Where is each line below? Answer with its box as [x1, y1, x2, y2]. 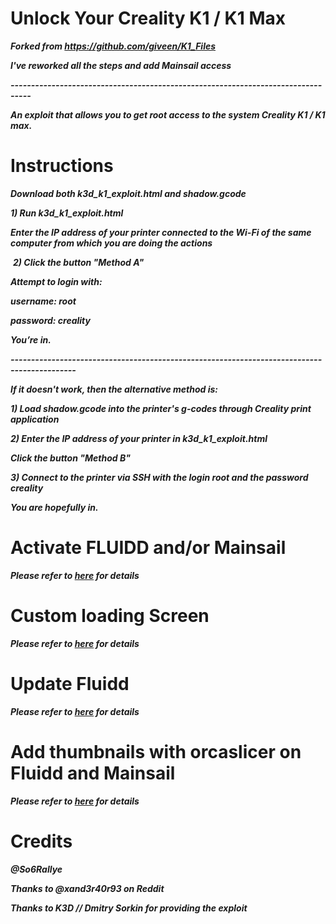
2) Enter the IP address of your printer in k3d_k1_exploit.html [10, 432, 268, 444]
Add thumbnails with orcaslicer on [10, 740, 302, 763]
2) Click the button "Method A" [12, 256, 145, 268]
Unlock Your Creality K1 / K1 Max [10, 7, 287, 30]
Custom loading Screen [10, 605, 210, 627]
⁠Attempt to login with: [10, 275, 103, 287]
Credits [10, 830, 73, 852]
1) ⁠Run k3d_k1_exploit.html [10, 207, 124, 219]
